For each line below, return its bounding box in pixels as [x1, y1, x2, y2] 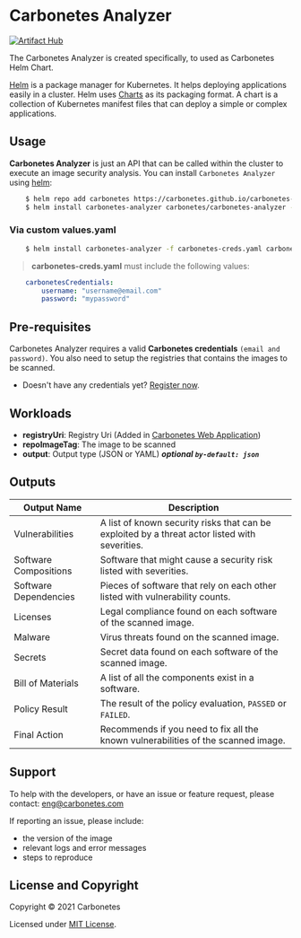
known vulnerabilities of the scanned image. [99, 733, 286, 746]
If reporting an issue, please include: [9, 815, 144, 826]
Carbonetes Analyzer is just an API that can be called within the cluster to [9, 158, 284, 169]
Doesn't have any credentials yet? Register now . [21, 380, 200, 390]
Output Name [23, 501, 82, 513]
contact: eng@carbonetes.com [9, 798, 124, 809]
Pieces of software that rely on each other [99, 579, 277, 592]
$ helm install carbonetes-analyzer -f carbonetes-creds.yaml [25, 244, 262, 253]
